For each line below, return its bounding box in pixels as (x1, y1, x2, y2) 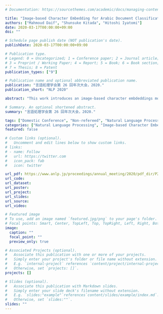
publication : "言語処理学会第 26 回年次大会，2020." (5, 83, 104, 88)
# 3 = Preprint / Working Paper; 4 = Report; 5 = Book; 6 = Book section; (5, 60, 160, 66)
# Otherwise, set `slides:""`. (5, 297, 73, 302)
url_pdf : (5, 172, 23, 177)
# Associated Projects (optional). (5, 248, 77, 253)
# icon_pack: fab (5, 158, 45, 163)
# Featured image (5, 212, 40, 217)
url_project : (5, 190, 32, 195)
